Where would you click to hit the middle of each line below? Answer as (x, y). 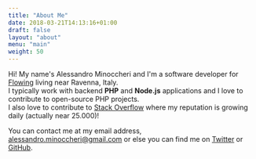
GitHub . (20, 147)
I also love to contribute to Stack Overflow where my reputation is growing (128, 107)
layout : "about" (35, 37)
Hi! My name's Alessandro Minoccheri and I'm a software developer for (123, 74)
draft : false (29, 30)
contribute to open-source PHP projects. (74, 99)
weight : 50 (26, 52)
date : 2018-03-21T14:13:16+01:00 (63, 23)
